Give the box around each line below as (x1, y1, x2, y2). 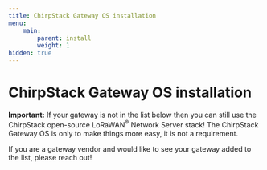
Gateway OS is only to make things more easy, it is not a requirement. (8, 128, 239, 138)
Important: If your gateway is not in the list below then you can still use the (8, 110, 257, 119)
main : (23, 26, 42, 34)
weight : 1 (37, 42, 70, 50)
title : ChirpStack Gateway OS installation (8, 11, 157, 20)
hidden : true (8, 49, 52, 57)
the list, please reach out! (8, 152, 92, 162)
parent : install (37, 34, 92, 42)
